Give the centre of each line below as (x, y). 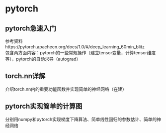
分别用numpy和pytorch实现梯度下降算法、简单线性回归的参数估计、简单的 (81, 119)
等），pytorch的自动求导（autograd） (43, 59)
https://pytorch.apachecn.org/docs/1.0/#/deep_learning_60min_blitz (75, 47)
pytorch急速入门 (31, 28)
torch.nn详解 (25, 76)
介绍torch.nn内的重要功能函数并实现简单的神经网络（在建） (66, 89)
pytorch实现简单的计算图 (44, 106)
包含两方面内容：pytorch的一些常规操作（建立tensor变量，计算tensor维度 (81, 53)
